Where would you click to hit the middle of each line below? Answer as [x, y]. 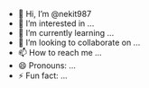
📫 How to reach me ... [60, 53]
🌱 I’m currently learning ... [66, 33]
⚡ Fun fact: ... [42, 75]
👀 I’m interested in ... [56, 23]
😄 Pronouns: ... [47, 66]
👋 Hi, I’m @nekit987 [55, 14]
